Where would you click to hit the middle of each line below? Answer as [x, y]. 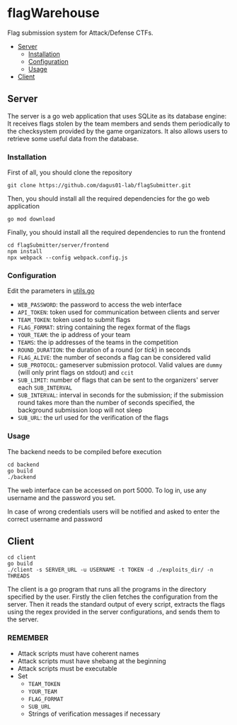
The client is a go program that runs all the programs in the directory [107, 590]
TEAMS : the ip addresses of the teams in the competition [98, 343]
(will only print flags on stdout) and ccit [76, 372]
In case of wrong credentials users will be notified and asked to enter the [114, 511]
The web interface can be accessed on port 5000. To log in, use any [107, 490]
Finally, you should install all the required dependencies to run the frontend [116, 233]
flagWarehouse [54, 13]
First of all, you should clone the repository [70, 172]
